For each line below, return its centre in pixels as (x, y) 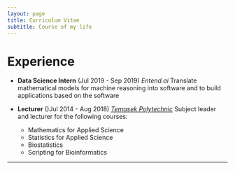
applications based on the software (68, 96)
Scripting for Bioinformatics (67, 153)
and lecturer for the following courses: (72, 117)
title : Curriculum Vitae (43, 20)
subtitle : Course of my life (50, 27)
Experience (41, 61)
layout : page (26, 14)
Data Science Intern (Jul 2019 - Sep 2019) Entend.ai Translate (107, 80)
